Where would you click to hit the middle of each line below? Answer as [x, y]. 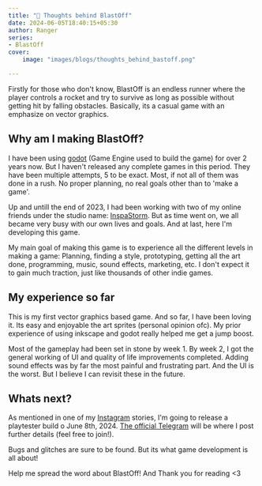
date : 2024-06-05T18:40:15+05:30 [63, 23]
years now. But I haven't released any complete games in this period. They [129, 166]
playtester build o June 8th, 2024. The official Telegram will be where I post [131, 426]
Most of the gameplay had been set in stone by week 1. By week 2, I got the [131, 348]
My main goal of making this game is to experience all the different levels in [131, 247]
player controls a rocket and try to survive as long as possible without [121, 97]
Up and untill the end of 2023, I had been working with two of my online [125, 207]
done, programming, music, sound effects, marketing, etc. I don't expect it [129, 264]
